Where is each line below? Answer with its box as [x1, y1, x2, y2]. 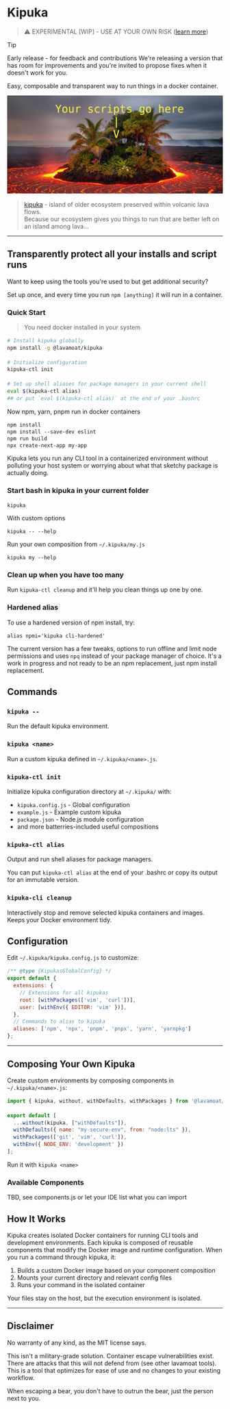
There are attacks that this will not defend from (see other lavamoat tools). [7, 1359, 217, 1367]
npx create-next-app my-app [7, 442, 88, 449]
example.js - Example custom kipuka [16, 808, 122, 816]
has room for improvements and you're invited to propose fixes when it [7, 61, 207, 69]
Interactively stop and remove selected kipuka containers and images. [7, 909, 205, 917]
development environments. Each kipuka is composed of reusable [7, 1239, 194, 1247]
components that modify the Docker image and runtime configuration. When [7, 1246, 222, 1254]
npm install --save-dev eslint [7, 428, 97, 435]
